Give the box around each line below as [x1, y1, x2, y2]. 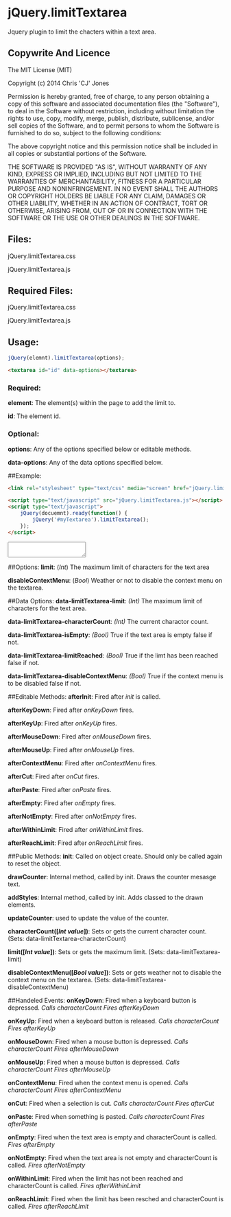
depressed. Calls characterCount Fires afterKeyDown [8, 1004, 160, 1012]
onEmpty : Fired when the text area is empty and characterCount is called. [8, 1133, 217, 1141]
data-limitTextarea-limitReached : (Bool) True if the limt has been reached [8, 651, 219, 660]
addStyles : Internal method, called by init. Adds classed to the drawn [8, 893, 204, 901]
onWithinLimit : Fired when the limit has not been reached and [8, 1174, 184, 1182]
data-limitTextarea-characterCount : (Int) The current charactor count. [8, 617, 209, 625]
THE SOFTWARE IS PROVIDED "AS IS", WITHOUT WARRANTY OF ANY [8, 163, 208, 171]
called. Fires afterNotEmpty [8, 1161, 86, 1169]
